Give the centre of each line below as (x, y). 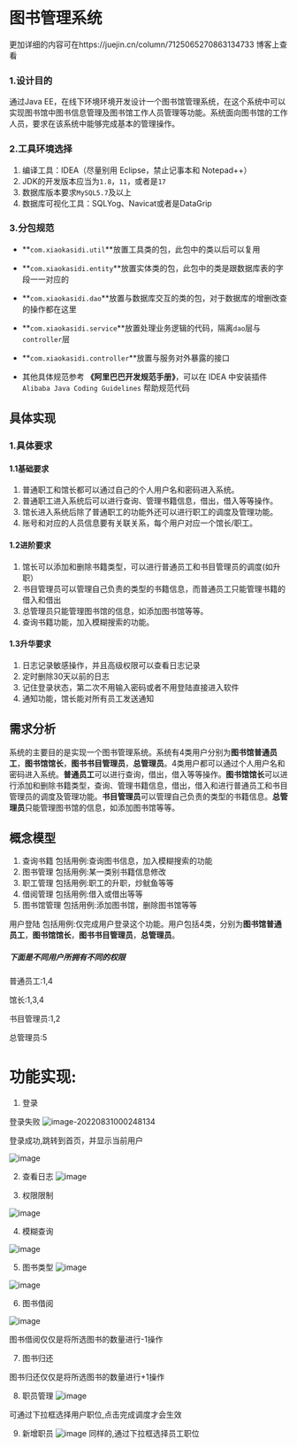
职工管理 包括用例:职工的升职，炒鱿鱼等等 (98, 883)
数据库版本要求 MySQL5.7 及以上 (77, 192)
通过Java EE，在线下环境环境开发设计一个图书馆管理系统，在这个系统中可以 (148, 102)
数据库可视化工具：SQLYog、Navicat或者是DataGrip (117, 203)
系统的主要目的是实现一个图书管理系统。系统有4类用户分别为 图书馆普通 (140, 752)
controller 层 (46, 338)
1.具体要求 (31, 446)
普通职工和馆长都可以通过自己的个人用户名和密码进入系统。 (130, 490)
